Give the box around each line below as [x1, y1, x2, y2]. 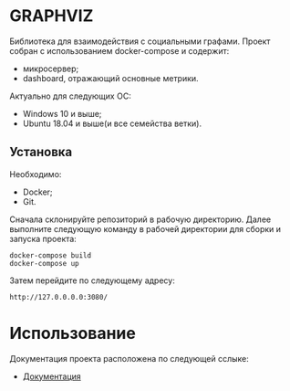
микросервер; [22, 63, 79, 74]
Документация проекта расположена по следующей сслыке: [9, 353, 249, 364]
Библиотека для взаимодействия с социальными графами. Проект [9, 36, 271, 47]
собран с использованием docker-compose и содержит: [9, 45, 230, 56]
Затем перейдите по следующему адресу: [9, 275, 175, 286]
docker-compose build [9, 250, 92, 260]
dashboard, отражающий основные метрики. [22, 72, 199, 83]
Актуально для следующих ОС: [9, 90, 132, 101]
